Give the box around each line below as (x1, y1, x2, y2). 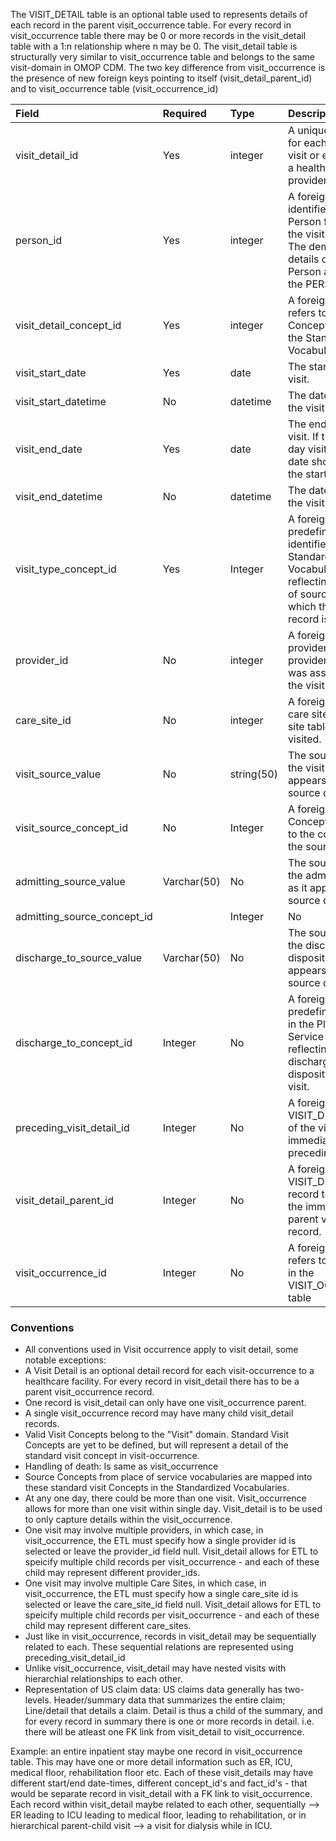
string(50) (229, 767, 278, 781)
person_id (15, 234, 63, 247)
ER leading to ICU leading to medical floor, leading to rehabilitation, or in (10, 1809, 307, 1821)
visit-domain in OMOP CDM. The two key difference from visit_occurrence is (10, 62, 326, 73)
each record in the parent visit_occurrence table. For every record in (10, 19, 292, 31)
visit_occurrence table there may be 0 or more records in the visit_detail (10, 30, 307, 41)
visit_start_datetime (15, 395, 107, 408)
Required (162, 107, 207, 120)
